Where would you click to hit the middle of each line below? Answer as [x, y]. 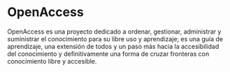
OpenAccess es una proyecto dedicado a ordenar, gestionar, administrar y [114, 31]
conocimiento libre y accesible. [52, 61]
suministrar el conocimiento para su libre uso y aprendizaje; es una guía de [115, 38]
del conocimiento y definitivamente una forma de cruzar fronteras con [108, 54]
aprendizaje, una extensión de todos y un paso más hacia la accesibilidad [113, 46]
